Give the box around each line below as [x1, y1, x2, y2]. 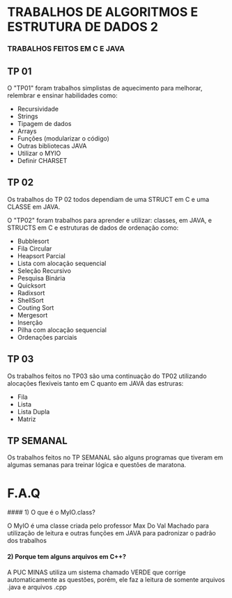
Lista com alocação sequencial [17, 259, 107, 267]
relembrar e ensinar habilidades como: [7, 91, 118, 100]
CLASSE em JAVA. [7, 203, 61, 211]
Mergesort [17, 310, 48, 319]
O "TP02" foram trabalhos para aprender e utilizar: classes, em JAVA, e [7, 216, 212, 224]
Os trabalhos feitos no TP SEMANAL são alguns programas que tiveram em [7, 453, 224, 462]
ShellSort [17, 296, 44, 304]
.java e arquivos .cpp [7, 583, 68, 591]
